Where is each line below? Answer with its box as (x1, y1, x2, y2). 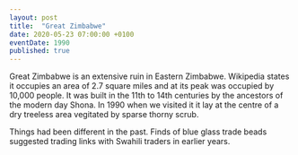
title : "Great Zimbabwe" (9, 22, 106, 30)
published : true (9, 47, 70, 56)
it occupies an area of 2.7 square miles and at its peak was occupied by (9, 81, 275, 91)
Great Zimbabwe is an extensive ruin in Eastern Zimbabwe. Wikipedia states (9, 71, 290, 82)
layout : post (9, 13, 58, 22)
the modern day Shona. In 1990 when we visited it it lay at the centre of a (9, 99, 279, 110)
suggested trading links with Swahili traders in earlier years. (9, 136, 231, 147)
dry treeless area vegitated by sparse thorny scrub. (9, 109, 199, 120)
